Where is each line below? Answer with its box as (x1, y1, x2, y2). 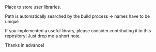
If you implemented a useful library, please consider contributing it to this (5, 28, 151, 33)
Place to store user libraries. (5, 4, 62, 10)
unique (5, 19, 19, 24)
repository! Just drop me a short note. (5, 33, 81, 39)
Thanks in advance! (5, 42, 45, 48)
